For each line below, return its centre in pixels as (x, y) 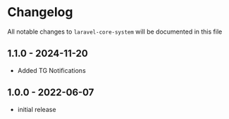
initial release (37, 109)
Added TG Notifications (51, 70)
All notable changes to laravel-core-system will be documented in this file (115, 31)
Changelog (40, 12)
